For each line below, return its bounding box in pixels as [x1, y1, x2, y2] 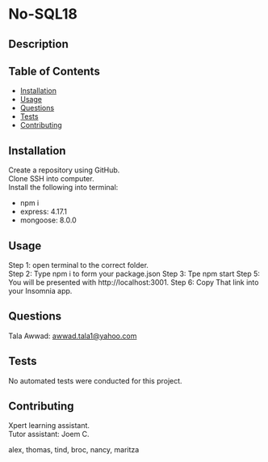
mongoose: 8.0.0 [19, 215, 77, 225]
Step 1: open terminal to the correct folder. [8, 261, 149, 270]
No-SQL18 [8, 5, 78, 23]
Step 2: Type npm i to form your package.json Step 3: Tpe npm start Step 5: [8, 269, 261, 279]
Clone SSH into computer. [8, 174, 94, 184]
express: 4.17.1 [19, 207, 67, 217]
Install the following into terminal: [8, 183, 119, 193]
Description [8, 37, 69, 51]
